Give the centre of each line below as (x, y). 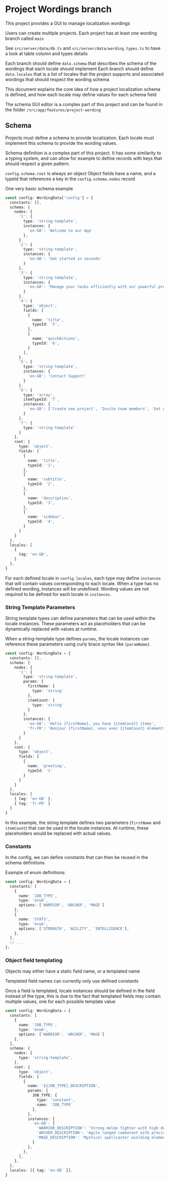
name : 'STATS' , (34, 919)
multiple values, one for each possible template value (60, 1002)
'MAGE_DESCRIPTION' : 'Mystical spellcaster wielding (93, 1138)
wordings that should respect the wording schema (57, 79)
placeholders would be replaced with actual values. (58, 833)
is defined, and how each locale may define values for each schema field (81, 94)
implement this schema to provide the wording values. (61, 143)
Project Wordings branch (59, 9)
